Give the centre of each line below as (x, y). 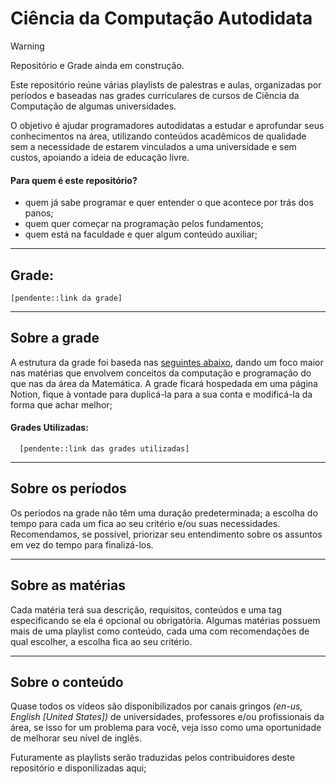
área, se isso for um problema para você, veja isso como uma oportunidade (166, 728)
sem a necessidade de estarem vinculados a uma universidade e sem (153, 146)
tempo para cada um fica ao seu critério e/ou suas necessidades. (145, 523)
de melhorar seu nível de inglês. (76, 738)
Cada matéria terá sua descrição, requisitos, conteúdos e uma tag (146, 609)
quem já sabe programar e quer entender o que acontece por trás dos (169, 203)
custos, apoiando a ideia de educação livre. (100, 157)
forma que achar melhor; (61, 404)
